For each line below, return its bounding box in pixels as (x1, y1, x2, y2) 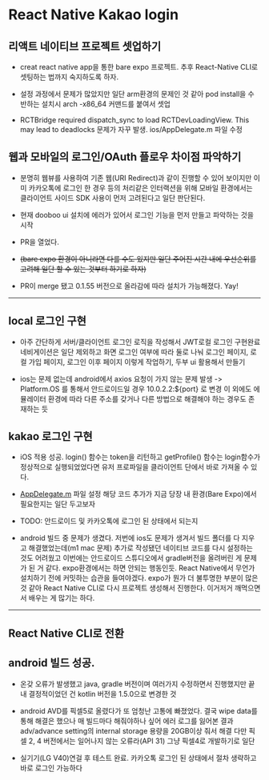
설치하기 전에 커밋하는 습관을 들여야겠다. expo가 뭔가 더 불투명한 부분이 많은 (19, 574, 259, 583)
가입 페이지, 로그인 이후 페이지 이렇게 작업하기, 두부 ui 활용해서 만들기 (28, 357, 246, 366)
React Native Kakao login (8, 6, 179, 24)
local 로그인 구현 (8, 314, 86, 328)
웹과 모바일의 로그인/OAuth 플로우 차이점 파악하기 (8, 150, 242, 164)
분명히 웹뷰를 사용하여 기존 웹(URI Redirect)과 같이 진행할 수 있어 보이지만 (19, 173, 252, 182)
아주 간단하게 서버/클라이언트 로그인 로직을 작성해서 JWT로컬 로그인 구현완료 (19, 337, 261, 346)
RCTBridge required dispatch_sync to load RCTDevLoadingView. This (19, 115, 250, 125)
